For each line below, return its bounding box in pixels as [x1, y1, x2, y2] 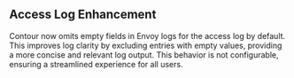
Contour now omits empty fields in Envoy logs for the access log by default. [9, 30, 286, 41]
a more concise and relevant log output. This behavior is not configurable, [9, 49, 279, 60]
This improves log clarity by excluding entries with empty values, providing [9, 40, 282, 51]
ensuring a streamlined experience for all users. [9, 58, 183, 69]
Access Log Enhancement [9, 7, 157, 22]
